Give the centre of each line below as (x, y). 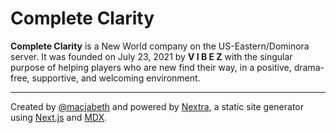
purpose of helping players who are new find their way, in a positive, (151, 67)
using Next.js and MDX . (59, 117)
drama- (309, 67)
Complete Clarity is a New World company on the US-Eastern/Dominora (160, 46)
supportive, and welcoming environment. (116, 78)
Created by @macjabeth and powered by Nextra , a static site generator (157, 106)
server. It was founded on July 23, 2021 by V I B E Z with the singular (151, 56)
